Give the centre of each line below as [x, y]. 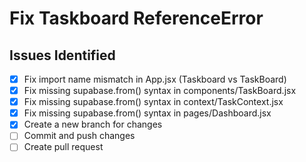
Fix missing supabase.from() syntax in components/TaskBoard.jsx [160, 91]
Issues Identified [62, 55]
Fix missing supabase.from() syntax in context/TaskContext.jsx [153, 102]
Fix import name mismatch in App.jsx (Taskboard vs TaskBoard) [155, 79]
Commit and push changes [79, 136]
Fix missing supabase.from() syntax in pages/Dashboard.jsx [147, 113]
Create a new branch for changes [93, 124]
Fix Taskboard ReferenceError [136, 18]
